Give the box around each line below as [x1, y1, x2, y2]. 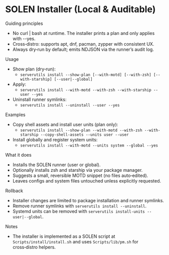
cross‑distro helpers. [12, 244, 56, 250]
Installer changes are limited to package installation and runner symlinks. [12, 197, 164, 203]
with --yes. [12, 35, 36, 42]
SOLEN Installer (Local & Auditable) [5, 4, 156, 15]
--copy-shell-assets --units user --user [40, 132, 129, 137]
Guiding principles [5, 20, 43, 26]
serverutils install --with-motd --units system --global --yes [20, 143, 158, 148]
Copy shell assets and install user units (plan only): [12, 121, 119, 127]
